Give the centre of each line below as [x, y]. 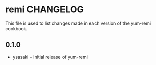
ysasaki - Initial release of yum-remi [50, 57]
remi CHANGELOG [44, 9]
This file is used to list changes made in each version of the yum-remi [78, 23]
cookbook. [17, 28]
